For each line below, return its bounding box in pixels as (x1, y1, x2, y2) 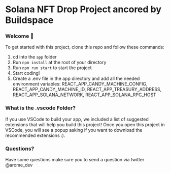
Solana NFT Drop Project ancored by (5, 4, 161, 15)
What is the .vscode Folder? (5, 104, 76, 111)
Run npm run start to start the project (12, 65, 92, 71)
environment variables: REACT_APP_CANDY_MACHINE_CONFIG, (12, 81, 148, 87)
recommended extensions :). (5, 132, 65, 138)
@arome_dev (5, 162, 33, 168)
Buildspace (5, 14, 54, 26)
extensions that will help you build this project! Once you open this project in (5, 121, 165, 128)
